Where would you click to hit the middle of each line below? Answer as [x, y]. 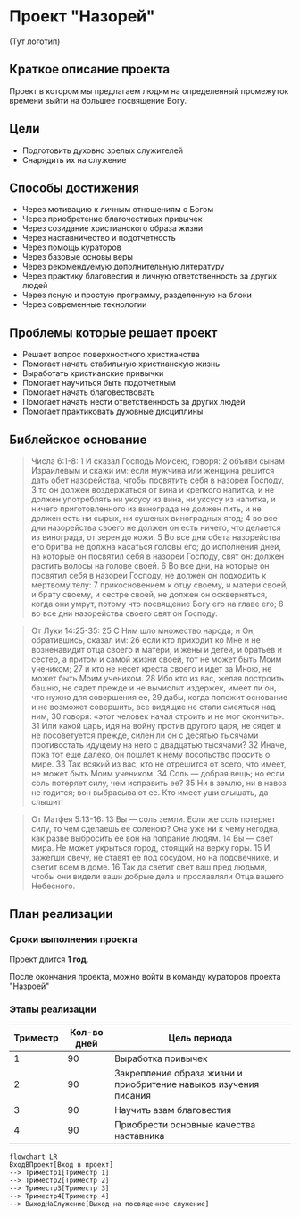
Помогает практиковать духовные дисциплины [112, 411]
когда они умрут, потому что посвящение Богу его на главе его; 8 [157, 604]
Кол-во [87, 1032]
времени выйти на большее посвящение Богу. [98, 100]
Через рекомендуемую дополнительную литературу [123, 267]
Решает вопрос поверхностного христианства [111, 355]
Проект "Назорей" [82, 17]
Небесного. [53, 886]
